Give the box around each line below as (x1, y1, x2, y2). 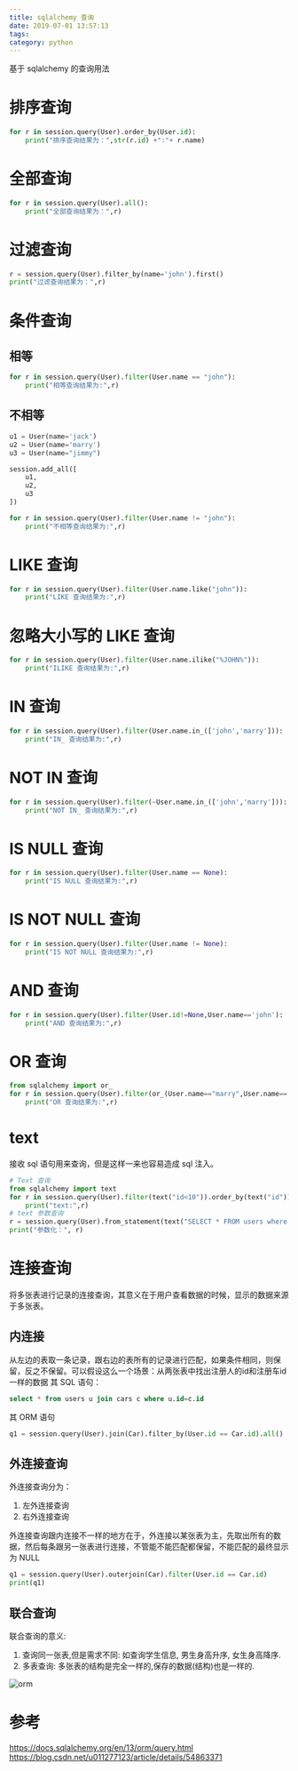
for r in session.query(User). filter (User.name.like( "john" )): (9, 584, 248, 594)
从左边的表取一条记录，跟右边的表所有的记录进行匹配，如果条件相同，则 (9, 1354, 273, 1365)
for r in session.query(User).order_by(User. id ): (9, 128, 197, 137)
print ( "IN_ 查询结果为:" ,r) (25, 734, 122, 743)
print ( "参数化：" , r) (9, 1226, 84, 1235)
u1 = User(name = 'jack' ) (9, 432, 98, 441)
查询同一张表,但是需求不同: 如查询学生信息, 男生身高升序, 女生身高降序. (21, 1649, 281, 1660)
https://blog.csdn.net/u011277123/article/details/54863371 (9, 1751, 223, 1762)
